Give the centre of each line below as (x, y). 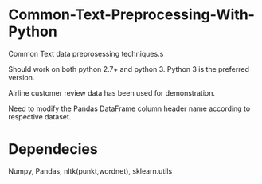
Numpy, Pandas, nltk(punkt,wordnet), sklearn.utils (90, 171)
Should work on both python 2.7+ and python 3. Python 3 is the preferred (129, 69)
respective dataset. (40, 116)
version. (22, 77)
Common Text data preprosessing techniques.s (86, 53)
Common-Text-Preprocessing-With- (131, 15)
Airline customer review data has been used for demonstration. (111, 92)
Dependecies (53, 149)
